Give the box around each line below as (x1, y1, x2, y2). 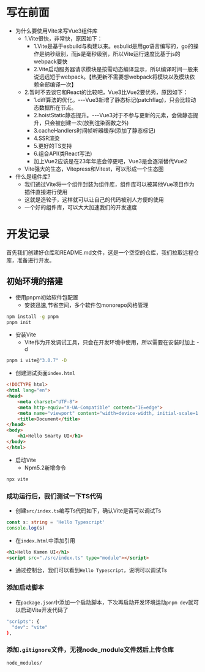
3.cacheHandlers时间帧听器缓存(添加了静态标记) (33, 126, 156, 134)
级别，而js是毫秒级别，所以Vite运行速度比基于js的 (54, 50, 181, 57)
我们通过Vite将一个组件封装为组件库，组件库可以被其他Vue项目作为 (24, 180, 195, 188)
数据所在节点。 (39, 104, 77, 111)
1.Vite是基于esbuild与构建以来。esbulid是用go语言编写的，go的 (33, 42, 194, 50)
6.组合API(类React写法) (33, 150, 92, 157)
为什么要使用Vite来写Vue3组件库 (15, 27, 98, 34)
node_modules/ (6, 660, 43, 666)
